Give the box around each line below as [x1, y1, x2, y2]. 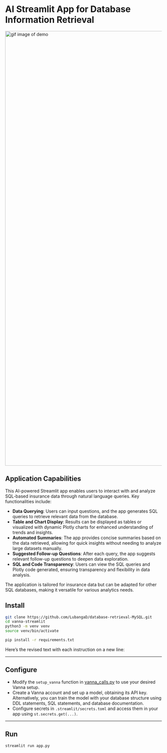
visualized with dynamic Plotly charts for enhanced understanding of [12, 524, 154, 530]
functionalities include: [5, 498, 52, 504]
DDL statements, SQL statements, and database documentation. [12, 700, 144, 706]
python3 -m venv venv [5, 624, 50, 629]
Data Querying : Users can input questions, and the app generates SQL [12, 508, 158, 514]
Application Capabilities [5, 475, 81, 483]
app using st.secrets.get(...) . [12, 711, 78, 717]
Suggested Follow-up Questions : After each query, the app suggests [12, 551, 156, 557]
